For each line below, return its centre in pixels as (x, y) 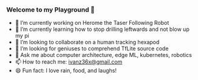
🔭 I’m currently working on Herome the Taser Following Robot (92, 23)
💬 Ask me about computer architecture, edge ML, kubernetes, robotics (104, 55)
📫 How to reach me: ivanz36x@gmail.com (69, 62)
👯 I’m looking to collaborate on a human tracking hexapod (87, 42)
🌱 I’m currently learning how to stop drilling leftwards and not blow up (102, 29)
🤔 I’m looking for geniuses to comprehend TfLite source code (92, 48)
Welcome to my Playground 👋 (51, 10)
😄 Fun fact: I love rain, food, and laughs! (66, 71)
